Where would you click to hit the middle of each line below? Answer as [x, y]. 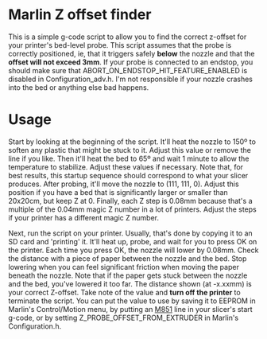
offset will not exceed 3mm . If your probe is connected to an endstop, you [131, 62]
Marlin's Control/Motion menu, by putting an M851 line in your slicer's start [130, 309]
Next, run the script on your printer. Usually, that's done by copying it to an [130, 233]
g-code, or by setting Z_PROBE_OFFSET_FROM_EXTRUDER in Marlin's [124, 318]
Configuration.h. [35, 326]
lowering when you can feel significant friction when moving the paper [124, 267]
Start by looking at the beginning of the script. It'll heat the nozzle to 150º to [132, 142]
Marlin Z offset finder [80, 15]
